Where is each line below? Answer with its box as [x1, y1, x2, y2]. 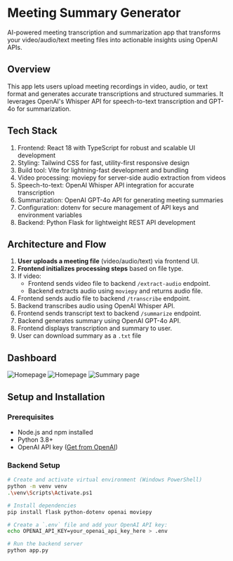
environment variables [17, 211, 83, 219]
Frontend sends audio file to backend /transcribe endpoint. [17, 294, 191, 303]
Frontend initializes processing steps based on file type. [17, 265, 184, 273]
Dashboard [7, 352, 57, 364]
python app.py [7, 547, 49, 554]
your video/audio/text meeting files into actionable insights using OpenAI [7, 35, 218, 44]
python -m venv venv [7, 483, 68, 490]
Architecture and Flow [7, 238, 107, 250]
